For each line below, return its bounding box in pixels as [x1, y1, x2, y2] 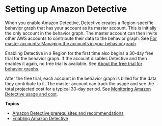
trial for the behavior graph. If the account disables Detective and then [5, 55, 147, 61]
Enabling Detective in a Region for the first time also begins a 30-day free [5, 50, 154, 56]
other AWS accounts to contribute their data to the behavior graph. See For [5, 35, 157, 41]
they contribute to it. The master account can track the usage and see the [5, 80, 154, 87]
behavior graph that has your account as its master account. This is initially [5, 25, 157, 31]
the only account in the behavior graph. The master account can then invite [5, 30, 158, 36]
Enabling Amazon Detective [12, 115, 69, 121]
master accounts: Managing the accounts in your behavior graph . [5, 40, 137, 46]
